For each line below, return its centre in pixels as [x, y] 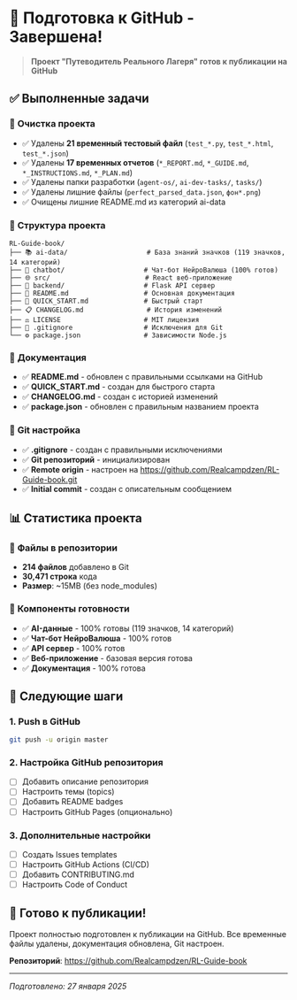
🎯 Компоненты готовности [69, 609]
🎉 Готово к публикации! [78, 913]
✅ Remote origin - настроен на [80, 469]
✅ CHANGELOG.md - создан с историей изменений [120, 396]
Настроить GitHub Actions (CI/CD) [86, 864]
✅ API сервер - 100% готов [73, 648]
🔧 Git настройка [45, 430]
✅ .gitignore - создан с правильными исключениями [122, 450]
